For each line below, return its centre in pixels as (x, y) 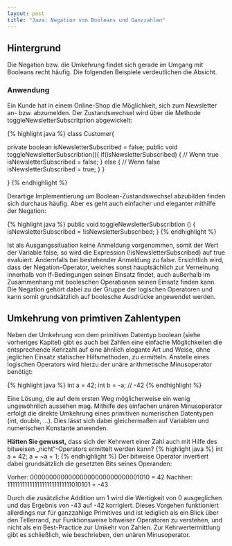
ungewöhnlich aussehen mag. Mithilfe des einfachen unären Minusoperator (115, 406)
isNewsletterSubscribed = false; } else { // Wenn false (84, 162)
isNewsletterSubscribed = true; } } (56, 169)
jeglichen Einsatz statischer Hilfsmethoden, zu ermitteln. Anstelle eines (108, 357)
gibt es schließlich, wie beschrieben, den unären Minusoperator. (99, 535)
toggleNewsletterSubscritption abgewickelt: (70, 120)
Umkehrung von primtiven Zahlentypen (94, 318)
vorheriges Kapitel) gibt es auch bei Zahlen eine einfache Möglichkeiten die (115, 342)
